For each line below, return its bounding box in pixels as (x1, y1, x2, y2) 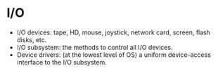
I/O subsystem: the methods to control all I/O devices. (16, 43, 173, 51)
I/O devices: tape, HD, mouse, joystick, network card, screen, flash (16, 28, 211, 36)
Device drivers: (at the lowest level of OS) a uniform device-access (16, 51, 212, 59)
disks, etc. (16, 35, 47, 44)
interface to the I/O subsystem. (16, 58, 107, 66)
